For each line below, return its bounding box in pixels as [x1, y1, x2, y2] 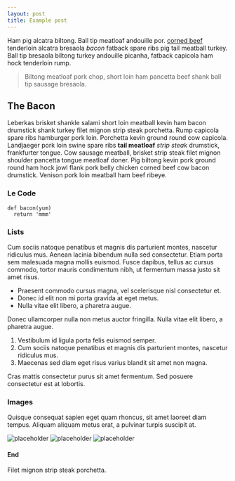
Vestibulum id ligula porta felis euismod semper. [17, 335, 156, 345]
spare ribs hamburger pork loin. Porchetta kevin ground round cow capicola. [7, 134, 228, 142]
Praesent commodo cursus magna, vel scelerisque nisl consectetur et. [17, 286, 222, 295]
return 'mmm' [13, 210, 52, 218]
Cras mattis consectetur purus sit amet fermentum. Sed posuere [7, 372, 194, 380]
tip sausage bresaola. [24, 79, 87, 88]
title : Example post [7, 17, 68, 24]
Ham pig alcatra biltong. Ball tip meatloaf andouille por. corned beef [7, 36, 203, 44]
